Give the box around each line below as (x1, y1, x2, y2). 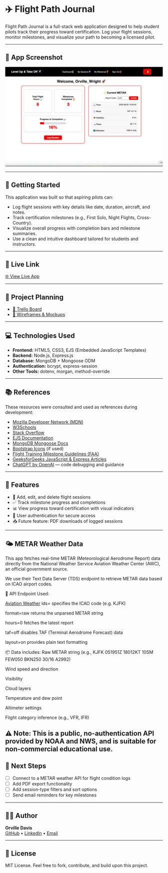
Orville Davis (5, 824, 32, 830)
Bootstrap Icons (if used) (12, 445, 64, 451)
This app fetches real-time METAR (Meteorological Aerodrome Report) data (5, 555, 161, 561)
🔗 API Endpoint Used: (5, 591, 49, 597)
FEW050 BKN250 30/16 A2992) (5, 656, 71, 662)
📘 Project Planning (5, 293, 64, 301)
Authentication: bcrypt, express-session (12, 363, 97, 369)
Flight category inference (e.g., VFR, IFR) (5, 714, 89, 720)
